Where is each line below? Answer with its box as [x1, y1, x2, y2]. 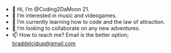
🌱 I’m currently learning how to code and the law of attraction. [11, 18, 166, 25]
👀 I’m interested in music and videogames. [11, 12, 117, 19]
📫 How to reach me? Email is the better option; [11, 32, 129, 38]
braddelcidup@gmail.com [11, 40, 76, 47]
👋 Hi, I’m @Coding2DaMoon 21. [11, 6, 90, 13]
